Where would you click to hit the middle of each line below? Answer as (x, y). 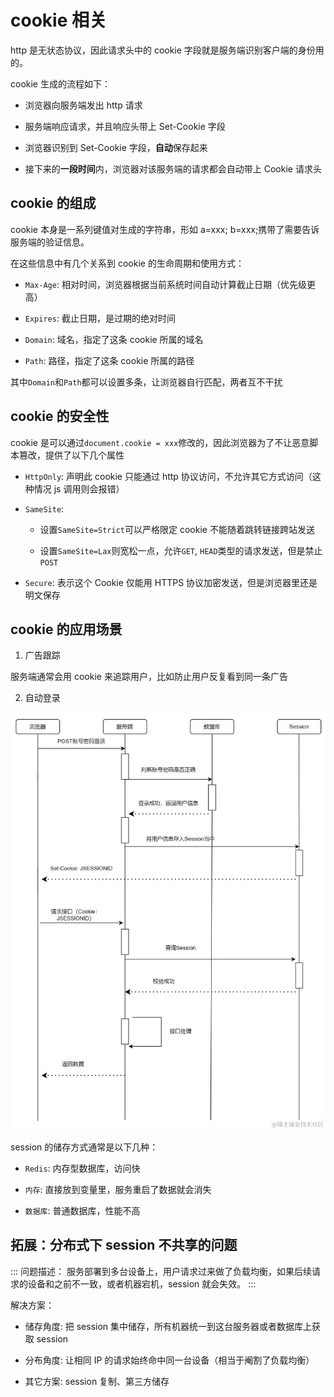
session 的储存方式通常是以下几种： (84, 1147)
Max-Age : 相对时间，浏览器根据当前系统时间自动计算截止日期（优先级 (165, 284)
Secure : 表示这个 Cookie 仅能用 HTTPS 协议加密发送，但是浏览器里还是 (171, 582)
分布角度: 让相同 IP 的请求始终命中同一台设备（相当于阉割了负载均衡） (169, 1360)
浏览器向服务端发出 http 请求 (83, 105)
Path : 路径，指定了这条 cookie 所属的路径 (109, 360)
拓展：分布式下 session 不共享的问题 (124, 1245)
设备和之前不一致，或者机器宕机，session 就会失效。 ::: (142, 1283)
